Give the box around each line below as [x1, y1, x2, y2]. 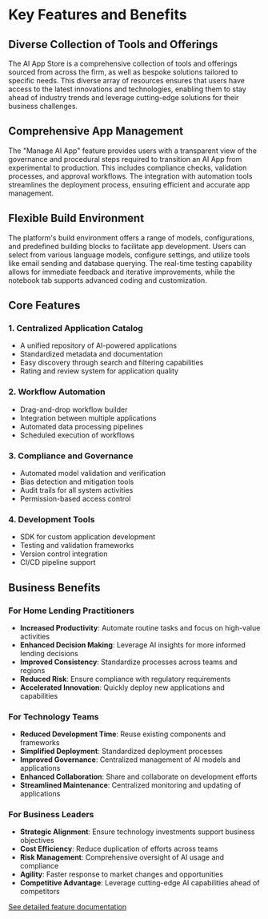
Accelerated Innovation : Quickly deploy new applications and [19, 683, 226, 692]
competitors [19, 887, 60, 897]
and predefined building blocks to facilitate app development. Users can [8, 241, 246, 251]
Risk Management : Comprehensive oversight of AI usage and [19, 852, 225, 862]
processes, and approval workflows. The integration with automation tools [8, 171, 253, 181]
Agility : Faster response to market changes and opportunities [19, 869, 224, 879]
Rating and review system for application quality [19, 366, 178, 376]
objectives [19, 836, 54, 845]
